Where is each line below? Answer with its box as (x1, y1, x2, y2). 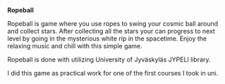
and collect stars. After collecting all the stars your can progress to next (7, 27, 215, 35)
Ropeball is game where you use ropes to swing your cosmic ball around (7, 20, 219, 27)
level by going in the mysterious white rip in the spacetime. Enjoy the (7, 34, 207, 43)
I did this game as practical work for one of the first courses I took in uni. (7, 69, 219, 77)
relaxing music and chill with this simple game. (7, 42, 142, 50)
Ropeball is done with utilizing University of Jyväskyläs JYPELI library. (7, 55, 211, 64)
